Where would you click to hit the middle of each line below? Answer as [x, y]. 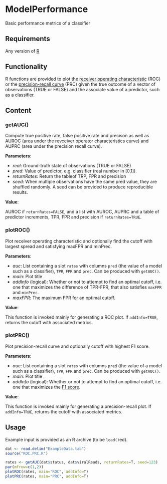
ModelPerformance [47, 9]
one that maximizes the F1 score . [46, 387]
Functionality [26, 67]
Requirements [28, 39]
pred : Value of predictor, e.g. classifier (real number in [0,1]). [74, 171]
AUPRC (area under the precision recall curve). [54, 146]
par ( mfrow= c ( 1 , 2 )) [24, 467]
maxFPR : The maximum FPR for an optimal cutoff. [64, 298]
